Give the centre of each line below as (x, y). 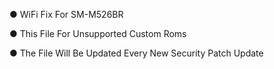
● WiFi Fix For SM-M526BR (66, 14)
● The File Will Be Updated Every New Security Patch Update (136, 53)
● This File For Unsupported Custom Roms (98, 33)
